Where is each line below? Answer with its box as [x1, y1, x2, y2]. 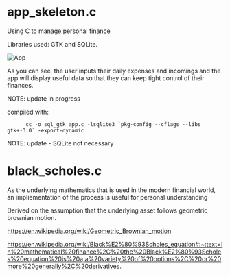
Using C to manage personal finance [7, 27, 111, 35]
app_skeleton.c [7, 4, 97, 20]
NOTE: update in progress [7, 94, 81, 103]
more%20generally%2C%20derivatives [7, 262, 120, 270]
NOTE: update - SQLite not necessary [7, 138, 114, 147]
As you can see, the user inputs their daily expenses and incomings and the [7, 67, 221, 75]
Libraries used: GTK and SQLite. [7, 40, 98, 48]
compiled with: [7, 108, 49, 116]
